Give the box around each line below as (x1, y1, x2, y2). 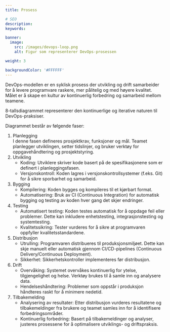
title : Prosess (5, 7, 37, 13)
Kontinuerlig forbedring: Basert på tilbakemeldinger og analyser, (20, 315, 154, 322)
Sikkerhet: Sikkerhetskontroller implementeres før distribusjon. (20, 256, 151, 263)
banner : (5, 35, 22, 41)
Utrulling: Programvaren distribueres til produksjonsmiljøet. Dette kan (20, 240, 164, 246)
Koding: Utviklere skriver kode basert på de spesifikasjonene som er (20, 159, 163, 165)
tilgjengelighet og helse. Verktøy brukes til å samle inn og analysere (20, 272, 161, 279)
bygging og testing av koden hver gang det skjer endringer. (20, 197, 144, 203)
